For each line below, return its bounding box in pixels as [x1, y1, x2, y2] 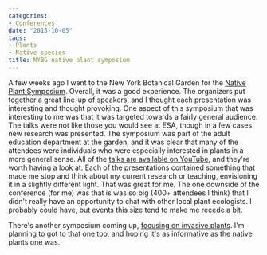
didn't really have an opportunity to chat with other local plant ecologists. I [8, 196, 253, 206]
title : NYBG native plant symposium [8, 57, 130, 65]
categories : [8, 11, 48, 20]
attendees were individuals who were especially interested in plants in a [8, 145, 245, 155]
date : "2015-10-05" [8, 26, 73, 34]
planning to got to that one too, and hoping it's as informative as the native [8, 229, 253, 238]
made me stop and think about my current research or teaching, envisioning [8, 171, 257, 180]
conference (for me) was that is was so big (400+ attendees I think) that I [8, 188, 249, 198]
